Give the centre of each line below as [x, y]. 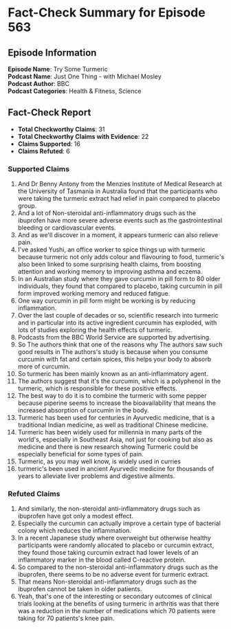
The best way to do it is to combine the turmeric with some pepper [112, 396]
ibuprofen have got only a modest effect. [75, 516]
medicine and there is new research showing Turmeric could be [108, 447]
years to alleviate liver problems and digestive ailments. [96, 476]
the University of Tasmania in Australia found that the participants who [118, 191]
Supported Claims [38, 168]
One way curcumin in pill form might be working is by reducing [107, 301]
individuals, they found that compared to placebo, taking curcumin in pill [120, 286]
